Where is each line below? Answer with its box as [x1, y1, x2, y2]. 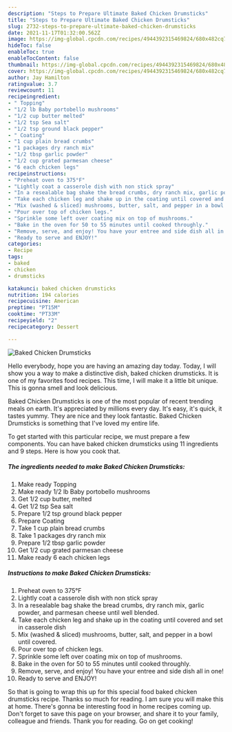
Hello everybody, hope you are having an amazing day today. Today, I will [8, 362, 216, 370]
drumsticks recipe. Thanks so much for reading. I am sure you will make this [8, 695, 224, 703]
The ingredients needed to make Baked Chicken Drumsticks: [8, 463, 185, 471]
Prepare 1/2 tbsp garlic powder [17, 538, 106, 547]
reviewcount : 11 [8, 87, 54, 94]
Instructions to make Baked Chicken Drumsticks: [8, 569, 151, 577]
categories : [8, 240, 42, 248]
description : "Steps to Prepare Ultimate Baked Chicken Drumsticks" [8, 10, 209, 17]
